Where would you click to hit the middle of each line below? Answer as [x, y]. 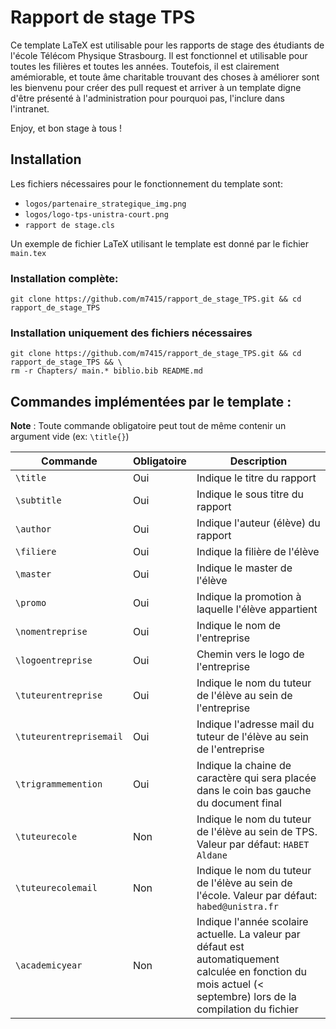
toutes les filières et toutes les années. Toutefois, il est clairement [145, 66]
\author [33, 529]
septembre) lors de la [246, 997]
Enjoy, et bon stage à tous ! [66, 128]
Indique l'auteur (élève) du [258, 523]
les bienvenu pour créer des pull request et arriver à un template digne [156, 87]
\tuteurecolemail [56, 888]
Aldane [212, 855]
